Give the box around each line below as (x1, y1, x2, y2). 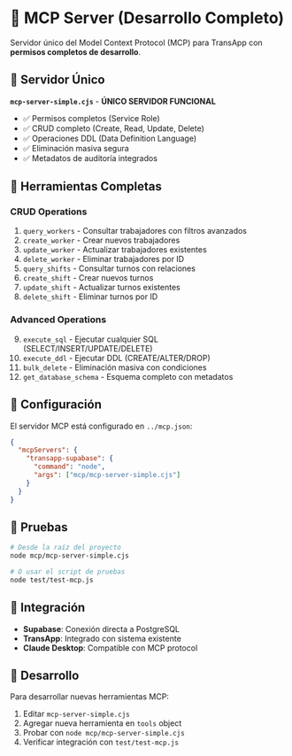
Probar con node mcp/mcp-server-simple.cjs (22, 728, 185, 738)
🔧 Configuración (10, 397, 103, 413)
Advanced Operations (10, 313, 107, 326)
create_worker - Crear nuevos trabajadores (22, 235, 181, 246)
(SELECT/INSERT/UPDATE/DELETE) (22, 343, 153, 353)
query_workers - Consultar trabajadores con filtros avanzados (22, 226, 247, 236)
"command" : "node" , (33, 462, 105, 472)
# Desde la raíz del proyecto (10, 544, 122, 552)
